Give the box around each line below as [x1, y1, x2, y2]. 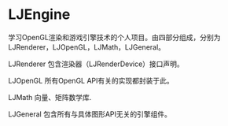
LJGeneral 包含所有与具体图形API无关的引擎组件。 [8, 109, 171, 119]
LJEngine [8, 6, 71, 24]
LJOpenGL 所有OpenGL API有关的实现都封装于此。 [8, 76, 175, 85]
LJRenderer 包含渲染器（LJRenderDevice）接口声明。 [8, 59, 185, 69]
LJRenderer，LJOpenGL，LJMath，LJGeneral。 [8, 42, 166, 52]
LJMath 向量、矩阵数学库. [8, 92, 92, 102]
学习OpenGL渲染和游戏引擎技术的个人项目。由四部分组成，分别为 [8, 32, 222, 42]
